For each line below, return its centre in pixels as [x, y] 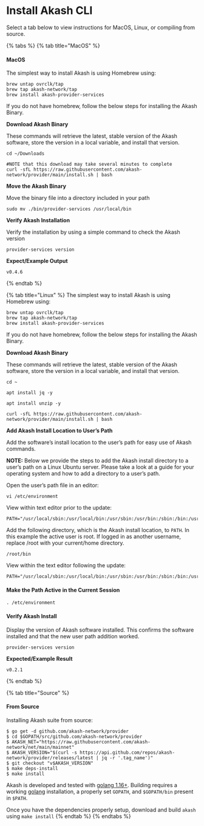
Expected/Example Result [39, 658]
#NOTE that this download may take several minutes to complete [89, 165]
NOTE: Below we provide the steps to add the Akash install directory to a [97, 461]
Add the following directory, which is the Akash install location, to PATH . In [98, 530]
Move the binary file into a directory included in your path [78, 198]
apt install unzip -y [34, 404]
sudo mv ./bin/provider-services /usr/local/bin [69, 209]
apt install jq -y [29, 393]
